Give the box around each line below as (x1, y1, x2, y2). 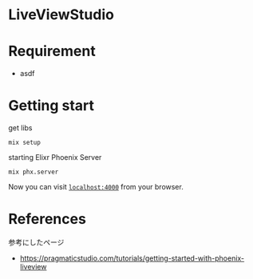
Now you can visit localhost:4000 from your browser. (8, 182, 184, 192)
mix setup (8, 138, 42, 147)
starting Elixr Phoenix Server (8, 153, 102, 162)
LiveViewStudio (8, 6, 114, 24)
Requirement (8, 42, 96, 61)
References (8, 210, 86, 229)
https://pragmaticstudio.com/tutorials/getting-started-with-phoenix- (19, 253, 245, 263)
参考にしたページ (8, 237, 65, 247)
